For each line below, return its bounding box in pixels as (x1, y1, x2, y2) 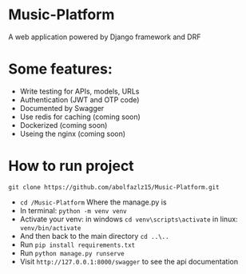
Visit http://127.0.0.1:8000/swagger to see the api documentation (19, 256, 238, 266)
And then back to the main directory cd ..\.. (19, 231, 169, 240)
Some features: (8, 60, 113, 78)
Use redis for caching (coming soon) (19, 112, 141, 121)
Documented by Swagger (19, 103, 105, 113)
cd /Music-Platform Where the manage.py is (19, 197, 167, 207)
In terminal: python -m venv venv (19, 205, 128, 215)
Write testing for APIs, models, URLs (19, 86, 140, 96)
